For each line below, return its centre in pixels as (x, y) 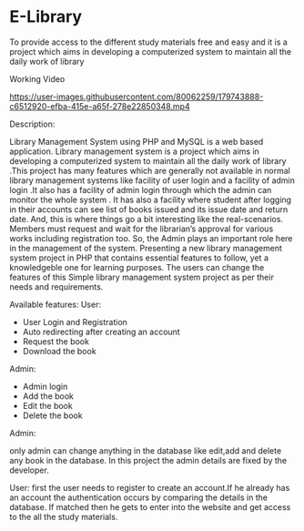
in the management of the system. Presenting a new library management (146, 248)
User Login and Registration (75, 322)
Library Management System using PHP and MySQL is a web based (137, 141)
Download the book (60, 351)
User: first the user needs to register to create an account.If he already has (150, 487)
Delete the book (53, 415)
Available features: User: (56, 304)
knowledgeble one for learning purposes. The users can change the (137, 267)
